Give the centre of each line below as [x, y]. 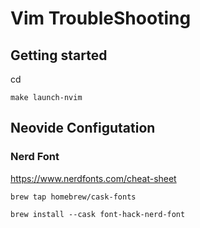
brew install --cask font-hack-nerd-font [98, 214]
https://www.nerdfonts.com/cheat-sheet [93, 178]
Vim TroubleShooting [101, 18]
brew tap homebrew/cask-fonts [73, 197]
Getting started [59, 55]
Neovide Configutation [83, 128]
